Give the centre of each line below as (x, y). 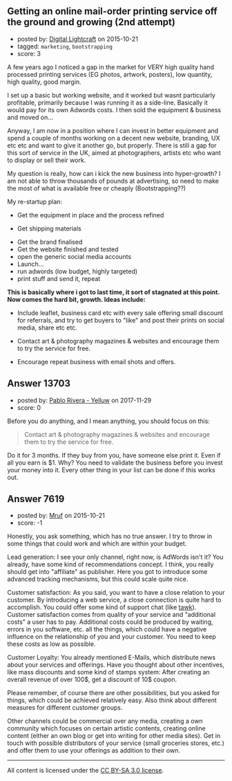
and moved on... (30, 117)
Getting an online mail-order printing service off (112, 11)
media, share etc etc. (47, 327)
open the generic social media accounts (74, 256)
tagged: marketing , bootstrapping (65, 46)
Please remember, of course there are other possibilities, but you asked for (114, 693)
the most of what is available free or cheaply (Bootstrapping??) (97, 188)
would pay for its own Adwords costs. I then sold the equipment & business (114, 109)
